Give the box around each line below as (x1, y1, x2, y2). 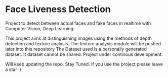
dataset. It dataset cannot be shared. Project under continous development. (5, 51, 163, 57)
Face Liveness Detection (5, 4, 111, 15)
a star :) (5, 66, 22, 72)
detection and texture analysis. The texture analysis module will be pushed (5, 40, 161, 46)
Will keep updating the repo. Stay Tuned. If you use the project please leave (5, 61, 163, 67)
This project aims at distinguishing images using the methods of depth (5, 35, 152, 41)
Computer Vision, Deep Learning (5, 25, 74, 31)
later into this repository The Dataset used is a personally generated (5, 46, 147, 52)
